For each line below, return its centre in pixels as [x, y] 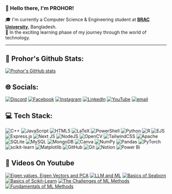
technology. [18, 38]
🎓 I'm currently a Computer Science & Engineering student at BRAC [78, 19]
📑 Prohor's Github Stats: [45, 58]
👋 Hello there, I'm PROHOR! [40, 8]
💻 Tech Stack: [29, 116]
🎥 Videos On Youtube [40, 163]
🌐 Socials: [22, 87]
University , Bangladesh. [31, 27]
